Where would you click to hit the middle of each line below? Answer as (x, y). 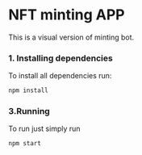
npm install (28, 90)
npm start (25, 144)
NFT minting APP (67, 15)
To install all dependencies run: (60, 76)
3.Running (29, 111)
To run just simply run (44, 129)
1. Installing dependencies (61, 58)
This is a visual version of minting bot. (71, 37)
